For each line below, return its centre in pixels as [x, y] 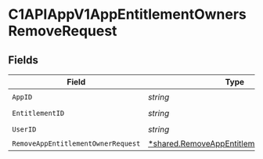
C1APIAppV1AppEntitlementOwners [127, 14]
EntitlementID [38, 113]
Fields [23, 60]
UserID [24, 129]
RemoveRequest [63, 31]
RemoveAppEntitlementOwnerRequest [76, 144]
